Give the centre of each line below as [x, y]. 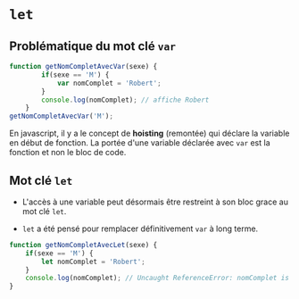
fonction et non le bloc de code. [68, 153]
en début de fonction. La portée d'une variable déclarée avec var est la [140, 143]
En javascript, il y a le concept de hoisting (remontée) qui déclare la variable [149, 133]
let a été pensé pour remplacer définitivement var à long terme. [140, 228]
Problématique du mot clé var [93, 46]
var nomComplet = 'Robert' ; [109, 83]
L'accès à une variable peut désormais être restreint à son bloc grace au [155, 202]
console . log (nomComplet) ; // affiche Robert [125, 100]
